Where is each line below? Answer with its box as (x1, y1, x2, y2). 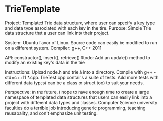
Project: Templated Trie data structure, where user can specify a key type (5, 20, 155, 26)
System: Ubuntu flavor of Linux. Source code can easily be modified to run (5, 39, 157, 45)
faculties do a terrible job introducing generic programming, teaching (5, 105, 146, 111)
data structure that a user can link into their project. (5, 30, 110, 36)
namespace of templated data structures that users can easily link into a (5, 94, 152, 100)
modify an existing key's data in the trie (5, 60, 85, 65)
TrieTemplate (5, 3, 60, 15)
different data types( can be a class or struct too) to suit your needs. (5, 80, 144, 86)
